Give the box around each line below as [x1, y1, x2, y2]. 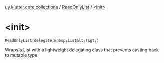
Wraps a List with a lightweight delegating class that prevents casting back [5, 47, 159, 53]
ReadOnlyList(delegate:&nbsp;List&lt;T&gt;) [5, 38, 99, 43]
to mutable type [5, 52, 38, 58]
